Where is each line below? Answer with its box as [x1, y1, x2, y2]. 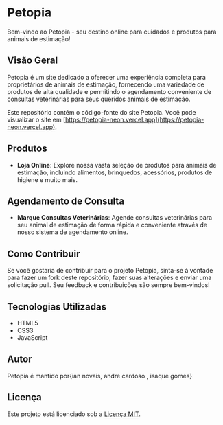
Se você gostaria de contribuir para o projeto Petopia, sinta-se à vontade [7, 266, 213, 275]
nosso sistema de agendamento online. [16, 228, 128, 236]
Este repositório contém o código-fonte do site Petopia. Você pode [7, 108, 196, 116]
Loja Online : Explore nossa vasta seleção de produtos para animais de [16, 161, 217, 169]
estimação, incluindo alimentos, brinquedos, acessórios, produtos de [16, 168, 213, 176]
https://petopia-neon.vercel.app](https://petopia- [64, 115, 204, 124]
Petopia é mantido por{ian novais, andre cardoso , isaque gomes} [7, 371, 193, 380]
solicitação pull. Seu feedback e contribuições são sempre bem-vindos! [7, 281, 211, 289]
